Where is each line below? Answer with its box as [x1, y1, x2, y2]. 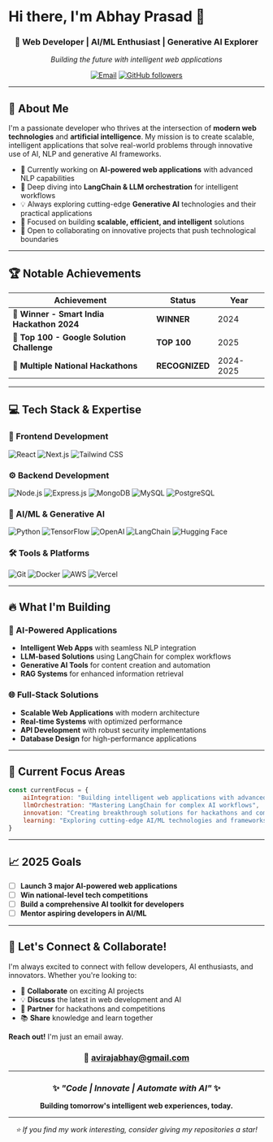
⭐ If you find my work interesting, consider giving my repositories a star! [15, 1125, 258, 1135]
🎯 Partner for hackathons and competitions [19, 1003, 166, 1014]
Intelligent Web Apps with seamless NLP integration [19, 643, 197, 653]
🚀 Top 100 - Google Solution [12, 332, 126, 344]
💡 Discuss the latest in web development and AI [19, 994, 181, 1004]
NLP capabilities [19, 174, 75, 184]
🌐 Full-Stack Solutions [8, 690, 99, 701]
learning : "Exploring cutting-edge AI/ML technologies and [23, 816, 227, 824]
